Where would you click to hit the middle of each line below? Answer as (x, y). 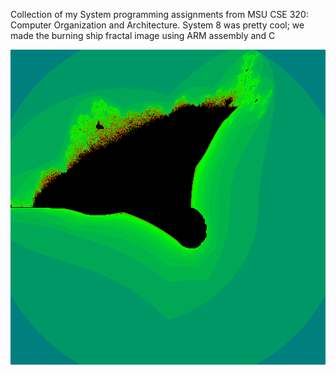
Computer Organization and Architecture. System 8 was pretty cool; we (157, 25)
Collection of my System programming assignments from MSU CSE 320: (159, 14)
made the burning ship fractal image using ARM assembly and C (143, 35)
